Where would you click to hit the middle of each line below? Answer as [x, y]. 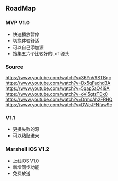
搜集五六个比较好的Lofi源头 [41, 53]
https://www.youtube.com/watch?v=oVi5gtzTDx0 [57, 94]
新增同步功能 [26, 167]
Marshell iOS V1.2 [27, 149]
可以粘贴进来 [26, 135]
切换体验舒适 [26, 40]
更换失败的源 [26, 129]
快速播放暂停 [26, 34]
